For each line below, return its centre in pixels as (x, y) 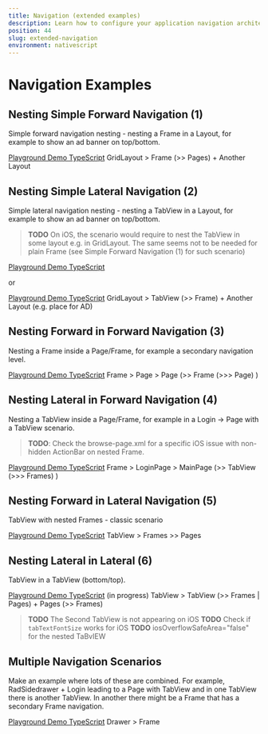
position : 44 (30, 30)
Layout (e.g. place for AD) (51, 306)
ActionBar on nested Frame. (99, 452)
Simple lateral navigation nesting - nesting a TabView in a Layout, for (121, 210)
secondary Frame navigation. (56, 706)
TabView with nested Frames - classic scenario (86, 520)
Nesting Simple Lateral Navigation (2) (103, 191)
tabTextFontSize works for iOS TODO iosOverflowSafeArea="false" (138, 628)
